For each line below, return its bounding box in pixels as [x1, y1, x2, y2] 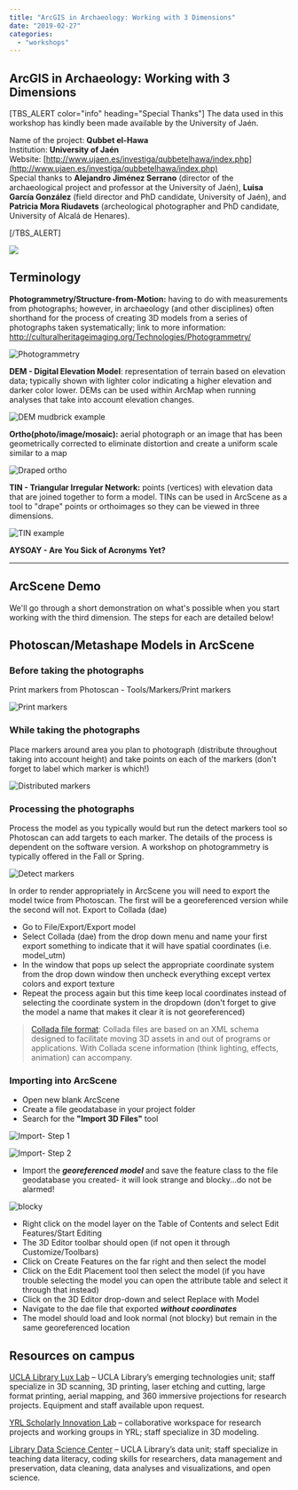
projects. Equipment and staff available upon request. [9, 1400, 205, 1411]
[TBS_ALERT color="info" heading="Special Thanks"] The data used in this [9, 108, 284, 119]
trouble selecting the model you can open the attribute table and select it [21, 1275, 288, 1286]
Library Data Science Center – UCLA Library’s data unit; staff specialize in [9, 1444, 278, 1454]
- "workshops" [17, 37, 69, 47]
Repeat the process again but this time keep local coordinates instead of [21, 988, 286, 998]
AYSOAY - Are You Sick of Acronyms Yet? [9, 544, 166, 556]
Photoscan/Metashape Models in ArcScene [9, 637, 255, 653]
